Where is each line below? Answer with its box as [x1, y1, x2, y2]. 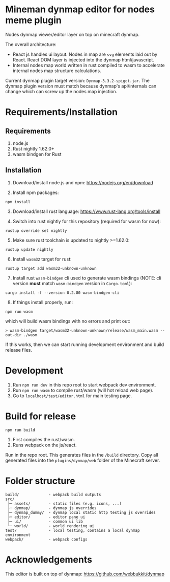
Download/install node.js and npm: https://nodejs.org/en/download [12, 179, 154, 185]
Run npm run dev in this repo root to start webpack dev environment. [12, 381, 156, 387]
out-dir [5, 332, 22, 337]
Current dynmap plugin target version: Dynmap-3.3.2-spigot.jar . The [5, 77, 150, 83]
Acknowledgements [5, 554, 93, 565]
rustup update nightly [5, 247, 53, 252]
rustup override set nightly [5, 228, 67, 233]
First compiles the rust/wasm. [12, 436, 75, 442]
